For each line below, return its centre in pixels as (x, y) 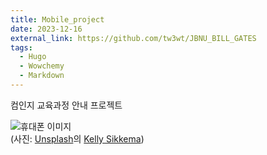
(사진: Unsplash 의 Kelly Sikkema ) (77, 138)
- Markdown (42, 76)
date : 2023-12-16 (46, 29)
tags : (21, 47)
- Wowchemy (42, 66)
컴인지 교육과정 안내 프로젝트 (66, 105)
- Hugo (33, 57)
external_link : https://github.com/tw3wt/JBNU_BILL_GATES (133, 38)
